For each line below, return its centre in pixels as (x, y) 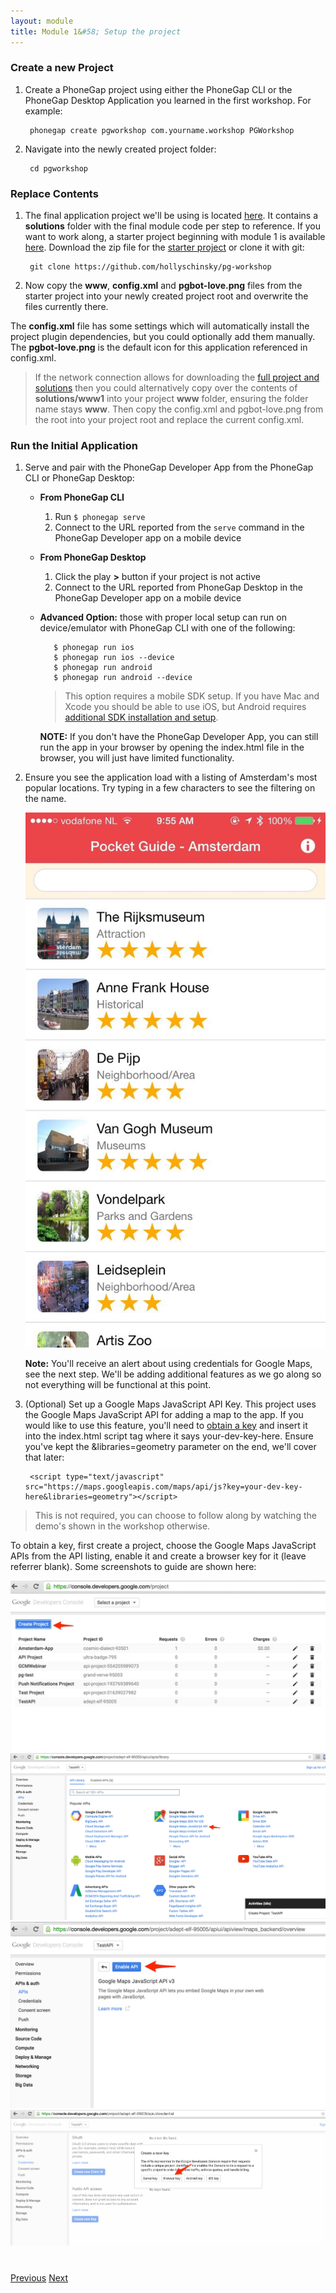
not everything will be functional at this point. (118, 1384)
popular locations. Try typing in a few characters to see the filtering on (170, 788)
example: (43, 111)
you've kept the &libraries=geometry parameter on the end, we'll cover (170, 1446)
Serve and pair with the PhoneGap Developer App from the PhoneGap (169, 467)
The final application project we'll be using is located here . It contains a (171, 216)
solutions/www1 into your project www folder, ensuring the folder (171, 399)
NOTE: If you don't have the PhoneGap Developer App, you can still (179, 737)
